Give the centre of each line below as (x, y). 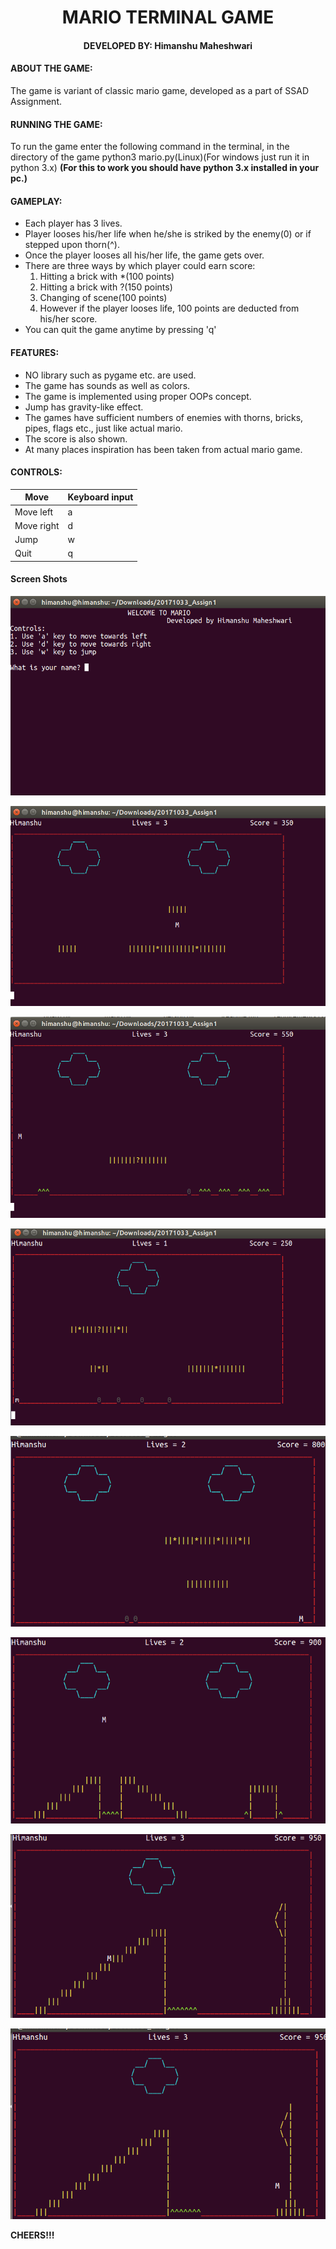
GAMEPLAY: (36, 201)
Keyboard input (100, 497)
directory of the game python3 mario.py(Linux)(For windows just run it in (160, 157)
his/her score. (68, 319)
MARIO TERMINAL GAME (168, 17)
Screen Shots (39, 579)
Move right (37, 525)
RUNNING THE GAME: (56, 124)
